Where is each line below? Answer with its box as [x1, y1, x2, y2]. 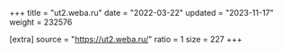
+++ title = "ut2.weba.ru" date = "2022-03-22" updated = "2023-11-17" [9, 8, 274, 18]
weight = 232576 [9, 17, 73, 27]
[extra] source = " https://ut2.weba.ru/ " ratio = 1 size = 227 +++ [9, 34, 242, 44]
